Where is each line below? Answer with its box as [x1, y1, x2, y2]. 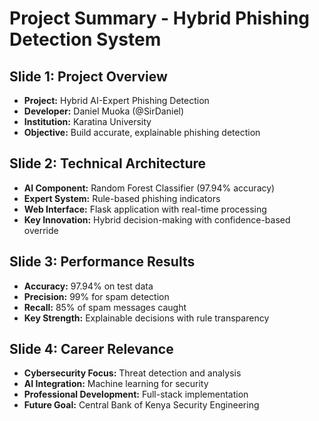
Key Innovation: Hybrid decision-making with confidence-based [23, 213, 291, 226]
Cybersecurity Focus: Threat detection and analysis [23, 367, 242, 379]
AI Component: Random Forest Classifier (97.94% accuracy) [23, 182, 276, 194]
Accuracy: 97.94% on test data [23, 280, 154, 292]
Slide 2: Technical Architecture [9, 155, 207, 172]
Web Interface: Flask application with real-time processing [23, 203, 267, 215]
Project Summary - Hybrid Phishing [9, 7, 311, 30]
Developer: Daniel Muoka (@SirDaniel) [23, 105, 185, 117]
